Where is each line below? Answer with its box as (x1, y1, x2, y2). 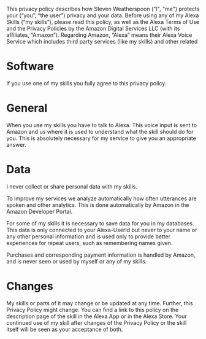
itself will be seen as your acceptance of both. (6, 325, 123, 333)
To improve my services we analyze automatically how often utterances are (6, 195, 197, 202)
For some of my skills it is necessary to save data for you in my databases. (6, 219, 194, 227)
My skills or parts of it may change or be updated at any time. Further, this (6, 299, 193, 306)
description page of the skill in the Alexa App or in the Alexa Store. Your (6, 313, 187, 320)
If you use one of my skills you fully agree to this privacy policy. (6, 79, 167, 87)
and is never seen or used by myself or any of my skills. (6, 257, 147, 265)
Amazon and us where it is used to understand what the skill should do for (6, 128, 194, 135)
